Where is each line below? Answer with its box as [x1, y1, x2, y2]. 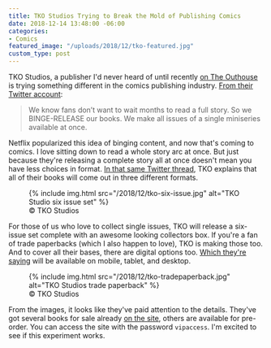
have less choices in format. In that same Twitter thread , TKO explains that [8, 164, 257, 173]
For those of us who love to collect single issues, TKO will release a [8, 221, 234, 231]
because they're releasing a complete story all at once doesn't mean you [8, 155, 252, 165]
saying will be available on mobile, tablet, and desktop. [8, 256, 191, 265]
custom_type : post [8, 50, 71, 58]
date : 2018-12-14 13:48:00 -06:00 [8, 20, 126, 28]
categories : [8, 27, 49, 35]
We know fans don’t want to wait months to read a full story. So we [28, 105, 252, 115]
